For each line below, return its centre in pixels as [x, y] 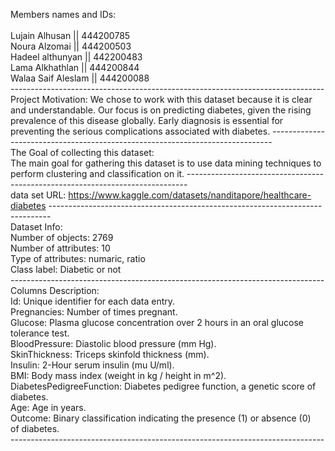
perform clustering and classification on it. [97, 173]
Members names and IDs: [63, 14]
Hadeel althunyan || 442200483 [76, 57]
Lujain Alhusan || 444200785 [70, 35]
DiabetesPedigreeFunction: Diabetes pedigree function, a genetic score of [163, 386]
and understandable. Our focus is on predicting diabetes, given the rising [161, 110]
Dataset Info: [36, 227]
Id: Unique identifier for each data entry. [93, 301]
